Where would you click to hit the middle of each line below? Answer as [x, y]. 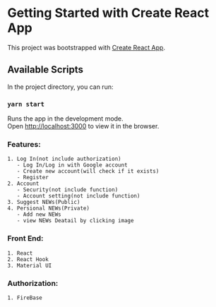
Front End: [25, 239]
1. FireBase [25, 298]
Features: [24, 144]
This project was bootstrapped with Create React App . [86, 47]
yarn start [26, 104]
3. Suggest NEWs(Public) [44, 203]
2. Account [23, 184]
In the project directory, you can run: [60, 87]
